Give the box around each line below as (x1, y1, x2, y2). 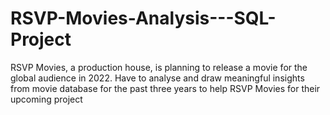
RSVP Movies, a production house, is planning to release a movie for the (10, 61, 308, 73)
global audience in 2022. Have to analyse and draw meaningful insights (10, 72, 305, 84)
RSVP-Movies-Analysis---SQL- (10, 7, 277, 30)
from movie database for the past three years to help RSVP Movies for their (10, 82, 321, 94)
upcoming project (10, 93, 83, 105)
